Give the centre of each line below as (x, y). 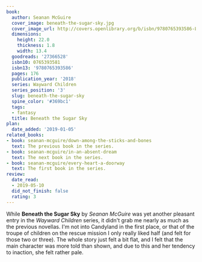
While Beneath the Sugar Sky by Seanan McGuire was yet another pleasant (100, 214)
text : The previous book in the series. (63, 146)
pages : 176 (25, 73)
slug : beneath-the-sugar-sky (48, 96)
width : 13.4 (32, 51)
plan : (13, 124)
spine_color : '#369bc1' (41, 101)
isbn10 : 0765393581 (36, 62)
